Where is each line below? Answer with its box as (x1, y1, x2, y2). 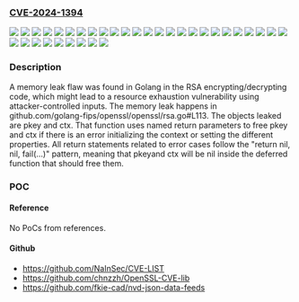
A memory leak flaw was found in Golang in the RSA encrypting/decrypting (9, 81, 287, 92)
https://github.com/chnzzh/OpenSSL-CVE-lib (22, 272, 190, 283)
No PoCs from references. (9, 222, 106, 233)
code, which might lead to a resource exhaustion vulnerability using (9, 91, 259, 102)
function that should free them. (9, 157, 124, 168)
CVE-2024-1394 (9, 6, 84, 19)
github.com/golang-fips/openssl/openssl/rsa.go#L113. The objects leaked (9, 110, 282, 120)
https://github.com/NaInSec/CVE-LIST (22, 262, 164, 273)
